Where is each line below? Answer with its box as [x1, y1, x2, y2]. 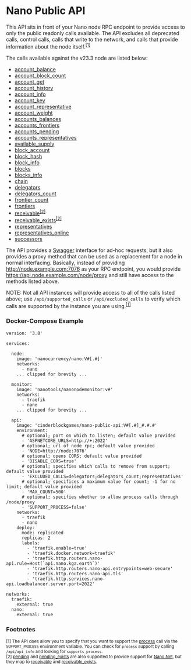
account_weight [14, 109, 53, 116]
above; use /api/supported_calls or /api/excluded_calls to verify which [6, 295, 181, 302]
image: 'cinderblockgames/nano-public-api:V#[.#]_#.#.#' [16, 422, 158, 428]
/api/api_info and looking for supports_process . [6, 649, 103, 655]
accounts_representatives [14, 134, 77, 141]
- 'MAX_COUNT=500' [21, 489, 66, 495]
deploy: [16, 524, 35, 530]
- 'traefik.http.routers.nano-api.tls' [27, 571, 124, 576]
